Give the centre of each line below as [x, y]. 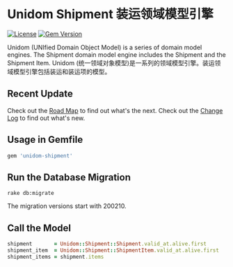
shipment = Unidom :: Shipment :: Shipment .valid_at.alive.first [107, 244]
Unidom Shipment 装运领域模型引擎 [111, 14]
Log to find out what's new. [46, 118]
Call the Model [39, 228]
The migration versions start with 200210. [67, 206]
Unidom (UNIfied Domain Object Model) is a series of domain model [105, 47]
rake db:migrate [31, 193]
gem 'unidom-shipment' [40, 156]
